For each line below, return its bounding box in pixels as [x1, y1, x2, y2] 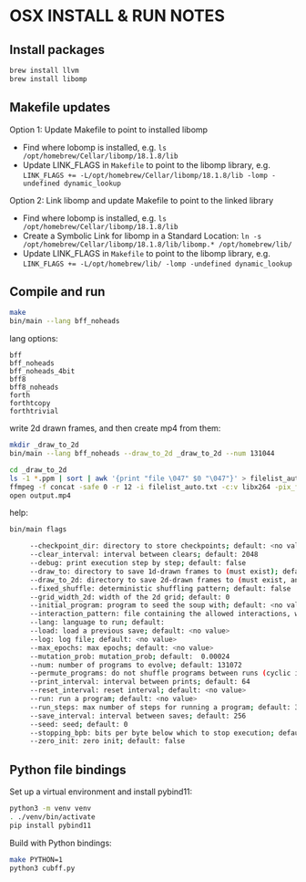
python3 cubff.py [9, 864, 76, 873]
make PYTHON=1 [9, 855, 64, 864]
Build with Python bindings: [9, 837, 112, 848]
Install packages [9, 42, 105, 58]
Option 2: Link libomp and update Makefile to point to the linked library [9, 194, 274, 205]
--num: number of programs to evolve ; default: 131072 [29, 660, 243, 669]
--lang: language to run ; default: [29, 618, 166, 627]
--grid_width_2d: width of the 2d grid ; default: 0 [29, 593, 230, 602]
